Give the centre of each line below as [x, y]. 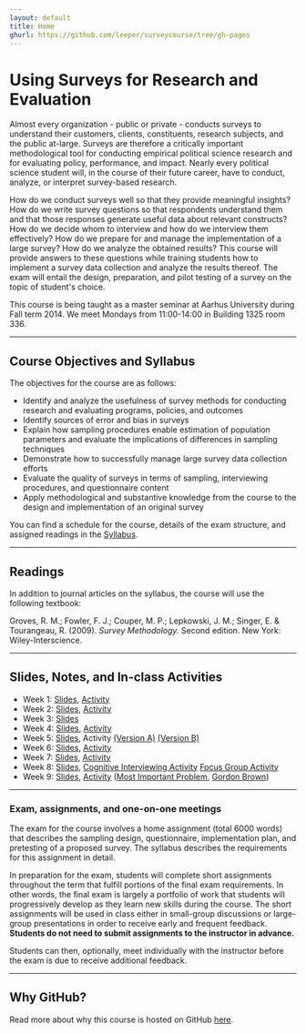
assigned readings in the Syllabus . [74, 534]
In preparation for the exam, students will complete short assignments [141, 876]
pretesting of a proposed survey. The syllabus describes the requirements [148, 848]
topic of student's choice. [57, 287]
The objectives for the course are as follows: [93, 383]
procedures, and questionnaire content [96, 488]
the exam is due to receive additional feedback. [98, 960]
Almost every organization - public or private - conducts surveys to [136, 125]
